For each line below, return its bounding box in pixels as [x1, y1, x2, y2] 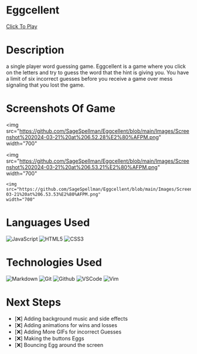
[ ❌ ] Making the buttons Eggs [14, 335, 84, 342]
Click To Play [6, 23, 38, 30]
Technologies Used [6, 256, 103, 269]
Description [6, 43, 64, 57]
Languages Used [6, 216, 90, 229]
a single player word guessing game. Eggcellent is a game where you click [6, 63, 186, 70]
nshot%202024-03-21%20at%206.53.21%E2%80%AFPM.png [6, 163, 158, 170]
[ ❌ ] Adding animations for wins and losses [14, 321, 117, 328]
